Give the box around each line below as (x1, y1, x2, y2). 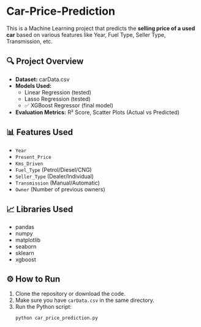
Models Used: (15, 82, 52, 90)
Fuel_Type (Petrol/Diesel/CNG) (15, 166, 92, 173)
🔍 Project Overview (6, 56, 84, 67)
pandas (15, 223, 35, 231)
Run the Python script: (15, 303, 72, 310)
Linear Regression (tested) (24, 88, 92, 96)
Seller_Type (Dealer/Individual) (15, 172, 94, 180)
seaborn (15, 243, 37, 250)
